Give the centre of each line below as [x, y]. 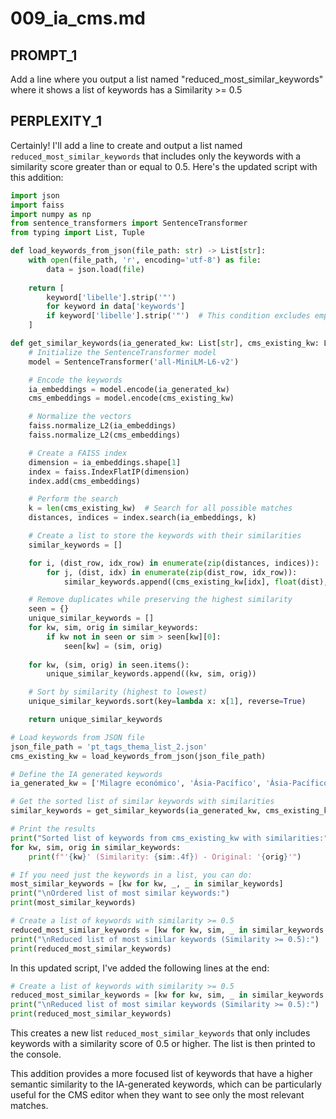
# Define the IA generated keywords [86, 774]
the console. [36, 1054]
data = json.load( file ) [95, 269]
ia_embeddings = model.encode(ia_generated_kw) [129, 389]
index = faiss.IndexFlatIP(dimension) [109, 472]
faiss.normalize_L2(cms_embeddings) [105, 435]
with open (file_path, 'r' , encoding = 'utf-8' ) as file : [145, 260]
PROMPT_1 [44, 55]
